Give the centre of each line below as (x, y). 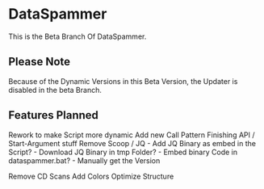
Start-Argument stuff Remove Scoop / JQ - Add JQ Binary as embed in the (132, 143)
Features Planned (54, 115)
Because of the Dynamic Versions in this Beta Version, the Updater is (123, 81)
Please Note (40, 62)
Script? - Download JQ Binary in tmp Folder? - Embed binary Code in (123, 152)
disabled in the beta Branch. (55, 90)
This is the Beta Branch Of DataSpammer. (78, 36)
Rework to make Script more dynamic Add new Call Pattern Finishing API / (132, 135)
